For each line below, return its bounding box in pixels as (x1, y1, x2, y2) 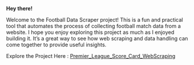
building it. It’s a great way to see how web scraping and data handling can (6, 35, 188, 42)
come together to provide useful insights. (6, 41, 106, 48)
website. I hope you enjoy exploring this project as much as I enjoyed (6, 29, 174, 36)
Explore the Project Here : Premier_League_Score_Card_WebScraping (6, 53, 176, 59)
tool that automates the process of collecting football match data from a (6, 23, 182, 29)
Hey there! (6, 5, 33, 12)
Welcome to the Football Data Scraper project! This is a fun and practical (6, 16, 183, 23)
